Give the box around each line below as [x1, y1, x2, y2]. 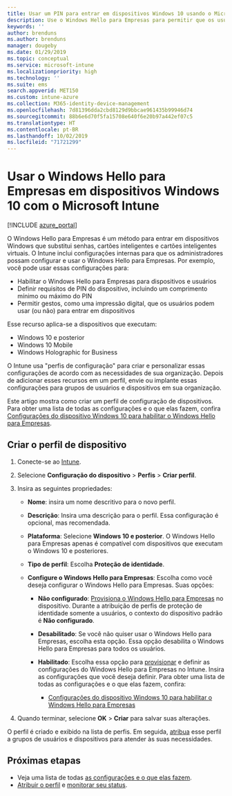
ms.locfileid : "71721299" [7, 139, 81, 146]
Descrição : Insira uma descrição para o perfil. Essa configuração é [27, 511, 219, 519]
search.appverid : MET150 [7, 87, 79, 94]
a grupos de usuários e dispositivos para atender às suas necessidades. [7, 734, 213, 743]
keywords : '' [7, 23, 45, 30]
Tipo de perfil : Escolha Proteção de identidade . [27, 560, 164, 568]
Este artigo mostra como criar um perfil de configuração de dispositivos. [7, 397, 214, 406]
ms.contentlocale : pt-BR [7, 126, 79, 133]
